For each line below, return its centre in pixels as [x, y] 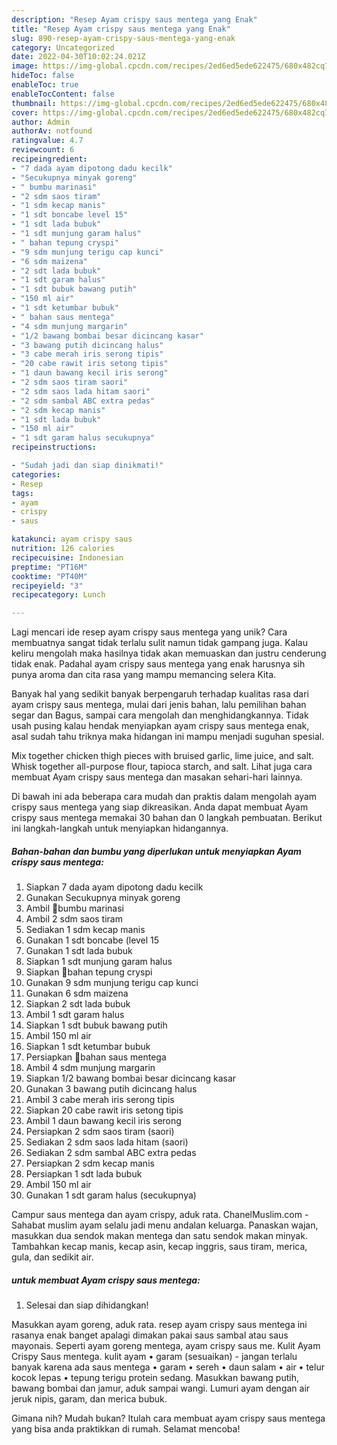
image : [25, 66]
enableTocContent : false [63, 94]
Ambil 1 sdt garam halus [75, 1015]
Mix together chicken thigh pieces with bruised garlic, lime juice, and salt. [162, 756]
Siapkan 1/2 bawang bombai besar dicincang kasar [131, 1078]
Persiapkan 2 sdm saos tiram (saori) [100, 1132]
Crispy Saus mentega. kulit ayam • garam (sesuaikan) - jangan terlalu [154, 1357]
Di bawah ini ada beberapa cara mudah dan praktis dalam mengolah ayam [164, 797]
